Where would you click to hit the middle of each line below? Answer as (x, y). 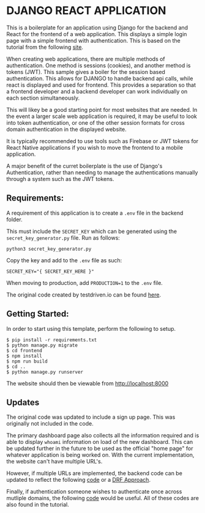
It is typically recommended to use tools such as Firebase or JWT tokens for (102, 141)
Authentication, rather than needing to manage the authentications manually (102, 172)
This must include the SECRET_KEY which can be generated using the (92, 231)
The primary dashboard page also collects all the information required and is (103, 435)
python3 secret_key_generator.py (49, 249)
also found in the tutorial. (38, 504)
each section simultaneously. (43, 98)
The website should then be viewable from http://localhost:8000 (88, 383)
